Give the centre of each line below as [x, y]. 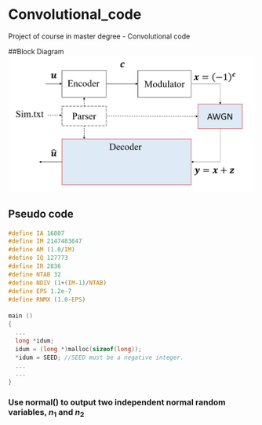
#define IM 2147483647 [45, 241]
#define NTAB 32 [35, 274]
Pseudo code [41, 214]
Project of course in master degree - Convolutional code [99, 36]
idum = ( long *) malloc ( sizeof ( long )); [79, 349]
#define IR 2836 [35, 266]
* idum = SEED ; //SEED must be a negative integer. [100, 357]
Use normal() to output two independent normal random [117, 402]
